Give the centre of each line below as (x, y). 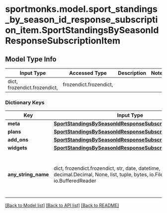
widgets (17, 148)
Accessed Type (88, 73)
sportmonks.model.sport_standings (81, 9)
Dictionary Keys (25, 102)
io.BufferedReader (75, 181)
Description (132, 73)
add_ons (18, 140)
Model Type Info (31, 59)
